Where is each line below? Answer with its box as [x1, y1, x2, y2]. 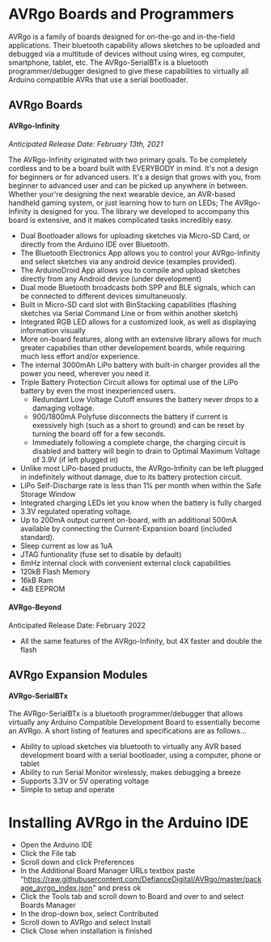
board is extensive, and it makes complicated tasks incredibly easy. [8, 215, 233, 225]
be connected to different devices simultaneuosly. [19, 291, 188, 301]
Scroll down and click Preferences [19, 857, 135, 867]
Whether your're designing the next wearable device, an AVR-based [8, 189, 236, 199]
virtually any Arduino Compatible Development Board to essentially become [8, 717, 260, 727]
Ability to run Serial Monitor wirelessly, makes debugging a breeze [19, 768, 241, 777]
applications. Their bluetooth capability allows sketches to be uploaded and [8, 40, 260, 49]
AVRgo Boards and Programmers [8, 5, 235, 24]
